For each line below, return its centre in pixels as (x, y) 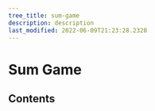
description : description (51, 23)
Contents (32, 99)
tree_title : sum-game (44, 15)
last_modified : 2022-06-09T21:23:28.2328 (78, 30)
